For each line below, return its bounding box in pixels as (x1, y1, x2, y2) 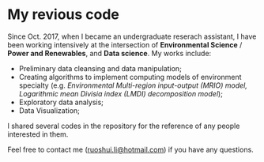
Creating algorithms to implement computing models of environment (18, 72, 242, 81)
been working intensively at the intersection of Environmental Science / (7, 40, 243, 49)
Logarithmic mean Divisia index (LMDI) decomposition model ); (18, 89, 223, 98)
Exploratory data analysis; (18, 97, 104, 107)
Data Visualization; (18, 105, 81, 115)
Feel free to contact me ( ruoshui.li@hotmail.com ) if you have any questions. (7, 145, 254, 154)
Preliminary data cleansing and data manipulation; (18, 63, 183, 73)
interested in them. (7, 129, 69, 139)
